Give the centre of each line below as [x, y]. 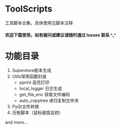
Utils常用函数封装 [29, 76]
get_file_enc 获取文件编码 [45, 95]
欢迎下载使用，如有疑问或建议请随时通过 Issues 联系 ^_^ [60, 35]
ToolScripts [29, 9]
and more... [16, 122]
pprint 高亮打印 [34, 83]
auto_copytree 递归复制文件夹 [49, 100]
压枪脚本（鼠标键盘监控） [38, 113]
